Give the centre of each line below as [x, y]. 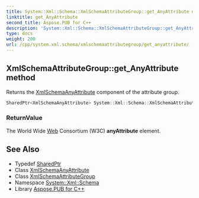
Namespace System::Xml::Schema [57, 182]
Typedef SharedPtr [38, 164]
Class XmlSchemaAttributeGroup [55, 176]
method [21, 78]
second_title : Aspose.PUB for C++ [49, 22]
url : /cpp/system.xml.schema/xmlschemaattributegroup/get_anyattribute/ [98, 45]
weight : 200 [21, 39]
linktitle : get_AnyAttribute [42, 17]
